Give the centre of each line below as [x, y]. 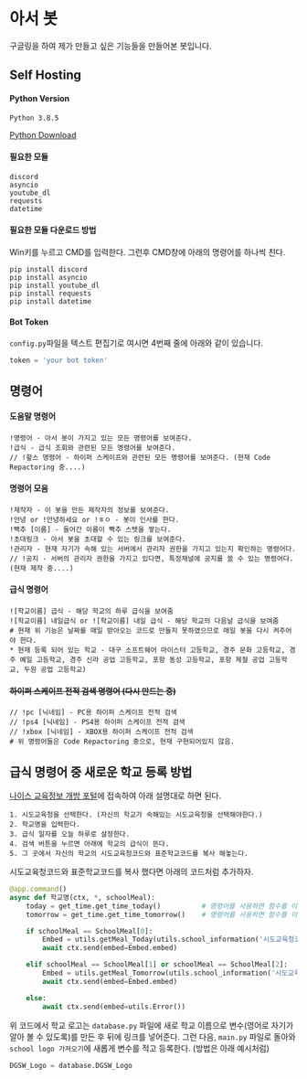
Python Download [43, 134]
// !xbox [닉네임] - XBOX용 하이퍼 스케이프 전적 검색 [101, 732]
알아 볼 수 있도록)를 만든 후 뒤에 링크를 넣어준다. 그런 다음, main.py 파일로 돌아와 [153, 1036]
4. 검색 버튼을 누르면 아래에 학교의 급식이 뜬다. [90, 844]
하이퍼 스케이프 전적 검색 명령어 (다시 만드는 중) [93, 690]
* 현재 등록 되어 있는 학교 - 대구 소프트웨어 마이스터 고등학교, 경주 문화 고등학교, [148, 650]
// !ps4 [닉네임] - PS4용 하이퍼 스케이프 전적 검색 [97, 722]
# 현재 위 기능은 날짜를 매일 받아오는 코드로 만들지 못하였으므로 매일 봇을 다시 [139, 631]
